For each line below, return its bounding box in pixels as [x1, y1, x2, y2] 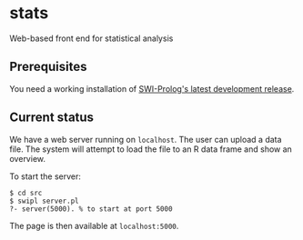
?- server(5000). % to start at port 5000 [9, 204, 173, 214]
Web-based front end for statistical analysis [9, 33, 174, 44]
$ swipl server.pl [9, 196, 79, 205]
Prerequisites [9, 59, 87, 75]
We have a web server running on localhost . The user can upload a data [9, 134, 282, 145]
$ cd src [9, 188, 43, 197]
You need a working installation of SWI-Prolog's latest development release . [9, 83, 295, 94]
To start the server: [9, 171, 82, 182]
